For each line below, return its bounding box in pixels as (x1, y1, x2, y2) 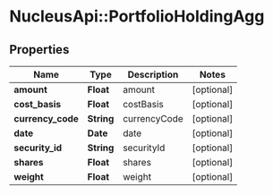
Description (127, 69, 179, 81)
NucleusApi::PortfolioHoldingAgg (9, 6, 265, 27)
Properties (9, 42, 70, 57)
